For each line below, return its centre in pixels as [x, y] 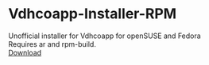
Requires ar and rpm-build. [52, 44]
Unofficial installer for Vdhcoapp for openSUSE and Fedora [104, 36]
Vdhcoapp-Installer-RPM [93, 14]
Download [25, 52]
